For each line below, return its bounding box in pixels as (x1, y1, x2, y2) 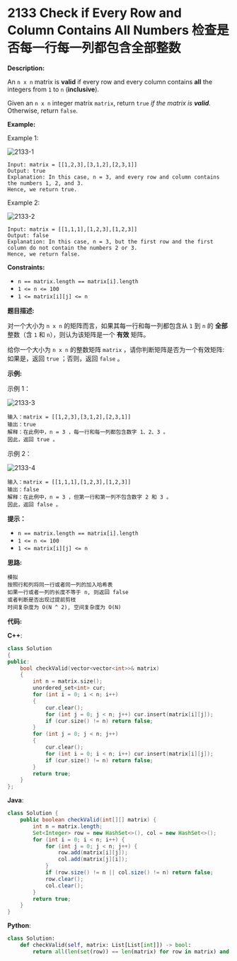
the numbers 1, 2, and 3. (7, 179, 83, 187)
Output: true (7, 167, 46, 174)
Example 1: (7, 133, 39, 142)
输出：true (7, 421, 37, 428)
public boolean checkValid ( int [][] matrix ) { (20, 817, 157, 824)
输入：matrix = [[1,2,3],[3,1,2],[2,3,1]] (7, 413, 132, 421)
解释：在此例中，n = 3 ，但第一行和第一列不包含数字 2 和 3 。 (7, 494, 172, 501)
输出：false (7, 486, 40, 493)
